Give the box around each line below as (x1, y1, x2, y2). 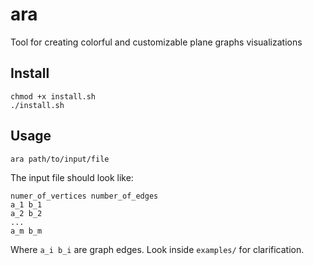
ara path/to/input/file (10, 154, 110, 164)
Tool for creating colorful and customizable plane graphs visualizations (10, 36, 303, 48)
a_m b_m (10, 226, 43, 236)
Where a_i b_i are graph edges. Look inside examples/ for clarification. (10, 243, 305, 255)
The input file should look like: (10, 171, 134, 183)
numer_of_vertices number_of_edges (10, 191, 159, 201)
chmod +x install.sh (10, 91, 97, 102)
